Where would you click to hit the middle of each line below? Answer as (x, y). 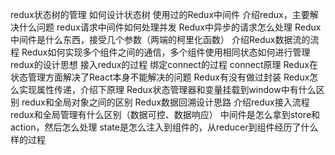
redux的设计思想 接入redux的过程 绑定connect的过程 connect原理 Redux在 (164, 64)
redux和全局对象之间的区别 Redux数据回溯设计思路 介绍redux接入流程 (165, 102)
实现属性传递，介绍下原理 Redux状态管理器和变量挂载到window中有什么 (167, 89)
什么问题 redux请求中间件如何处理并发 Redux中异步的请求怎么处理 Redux (170, 27)
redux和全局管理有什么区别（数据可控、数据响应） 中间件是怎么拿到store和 (165, 114)
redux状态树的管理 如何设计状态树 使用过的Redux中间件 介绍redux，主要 (160, 14)
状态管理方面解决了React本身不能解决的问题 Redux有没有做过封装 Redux (160, 77)
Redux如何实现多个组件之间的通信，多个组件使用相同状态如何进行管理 (166, 52)
